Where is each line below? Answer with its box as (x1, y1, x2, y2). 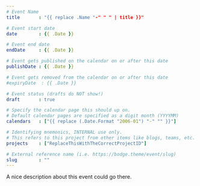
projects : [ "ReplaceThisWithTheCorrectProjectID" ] (6, 140, 147, 146)
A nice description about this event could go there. (6, 173, 132, 181)
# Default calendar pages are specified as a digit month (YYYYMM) (6, 113, 180, 119)
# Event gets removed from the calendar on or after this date (6, 74, 169, 80)
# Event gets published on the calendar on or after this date (6, 58, 169, 64)
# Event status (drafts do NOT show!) (6, 91, 104, 97)
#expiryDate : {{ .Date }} (6, 80, 77, 86)
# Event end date (6, 41, 50, 48)
